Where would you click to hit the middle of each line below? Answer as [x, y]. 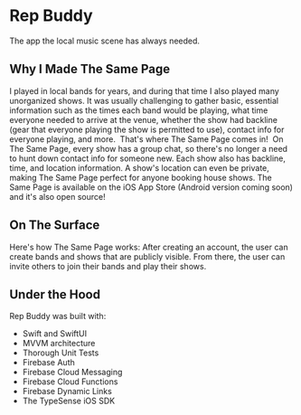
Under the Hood [55, 294]
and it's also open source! [57, 196]
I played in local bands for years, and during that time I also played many [145, 90]
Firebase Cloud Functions [70, 382]
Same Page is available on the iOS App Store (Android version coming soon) [151, 187]
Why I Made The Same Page [89, 69]
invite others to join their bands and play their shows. [108, 266]
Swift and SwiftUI [55, 334]
